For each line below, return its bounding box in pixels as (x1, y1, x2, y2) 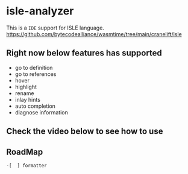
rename (14, 89, 34, 97)
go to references (14, 70, 57, 78)
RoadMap (6, 146, 43, 157)
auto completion (14, 102, 56, 110)
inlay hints (14, 96, 41, 103)
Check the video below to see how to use (6, 126, 163, 137)
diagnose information (14, 108, 68, 116)
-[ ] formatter (6, 163, 47, 169)
